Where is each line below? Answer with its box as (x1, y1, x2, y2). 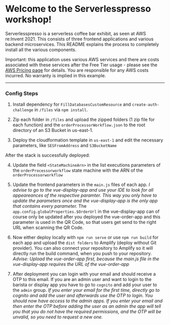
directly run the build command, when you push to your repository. (12, 251, 152, 257)
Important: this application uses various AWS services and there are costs (5, 56, 159, 62)
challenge (12, 108, 34, 113)
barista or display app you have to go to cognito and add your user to (12, 282, 157, 288)
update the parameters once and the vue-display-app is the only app (12, 198, 158, 204)
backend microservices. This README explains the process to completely (5, 41, 159, 47)
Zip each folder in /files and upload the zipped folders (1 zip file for (12, 117, 155, 123)
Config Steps (5, 89, 38, 97)
